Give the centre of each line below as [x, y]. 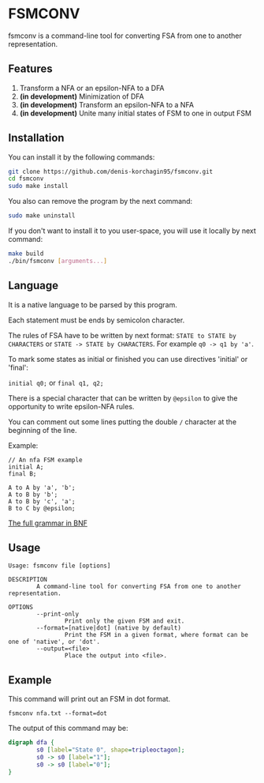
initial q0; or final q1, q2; [56, 382]
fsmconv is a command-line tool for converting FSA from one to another [125, 36]
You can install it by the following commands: [82, 157]
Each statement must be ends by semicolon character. [97, 320]
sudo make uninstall [42, 216]
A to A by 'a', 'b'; [42, 487]
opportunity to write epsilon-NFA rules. [71, 406]
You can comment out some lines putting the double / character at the [123, 422]
